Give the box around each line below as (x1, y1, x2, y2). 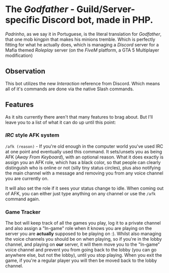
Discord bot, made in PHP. (42, 14, 153, 26)
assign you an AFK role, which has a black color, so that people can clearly (5, 159, 161, 165)
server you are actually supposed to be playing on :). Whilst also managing (5, 231, 161, 237)
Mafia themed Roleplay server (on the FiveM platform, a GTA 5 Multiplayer (5, 47, 159, 53)
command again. (5, 196, 40, 202)
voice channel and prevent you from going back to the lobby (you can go (5, 247, 157, 253)
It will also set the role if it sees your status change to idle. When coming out (5, 185, 164, 191)
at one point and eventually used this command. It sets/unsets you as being (5, 148, 162, 154)
